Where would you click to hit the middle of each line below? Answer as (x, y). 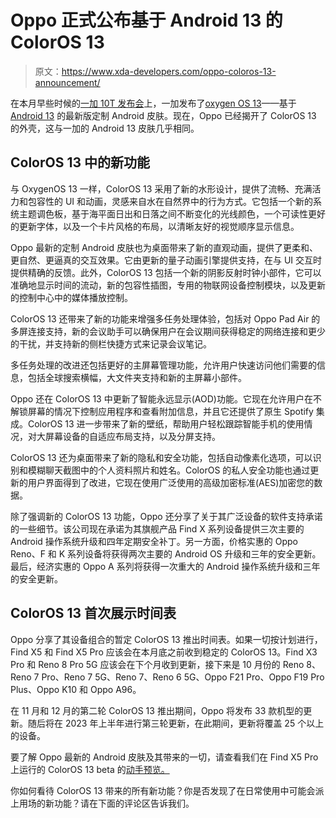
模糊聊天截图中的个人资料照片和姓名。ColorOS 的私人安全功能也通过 (169, 470)
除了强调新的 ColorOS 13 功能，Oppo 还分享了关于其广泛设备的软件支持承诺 (166, 516)
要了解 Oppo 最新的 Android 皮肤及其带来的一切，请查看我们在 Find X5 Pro (164, 757)
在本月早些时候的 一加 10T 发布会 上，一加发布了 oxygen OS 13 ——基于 (153, 103)
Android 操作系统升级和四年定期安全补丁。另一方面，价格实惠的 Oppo (154, 541)
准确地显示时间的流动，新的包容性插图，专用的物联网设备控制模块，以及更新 (168, 285)
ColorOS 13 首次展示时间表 (93, 613)
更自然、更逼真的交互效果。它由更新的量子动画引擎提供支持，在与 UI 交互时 (166, 260)
